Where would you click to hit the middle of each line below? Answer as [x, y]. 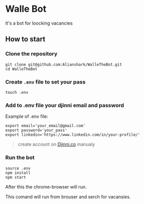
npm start [16, 177]
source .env [18, 168]
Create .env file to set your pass [45, 81]
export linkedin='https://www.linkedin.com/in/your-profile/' [73, 135]
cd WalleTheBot [21, 69]
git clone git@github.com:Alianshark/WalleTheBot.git [64, 65]
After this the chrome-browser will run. [46, 187]
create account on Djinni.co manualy [56, 145]
